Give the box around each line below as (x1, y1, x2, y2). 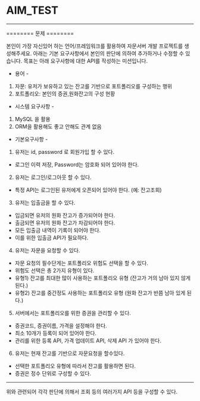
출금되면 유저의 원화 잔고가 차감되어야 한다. (14, 219, 115, 226)
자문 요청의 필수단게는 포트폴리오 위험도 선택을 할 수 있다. (14, 259, 149, 266)
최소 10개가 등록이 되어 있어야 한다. (14, 329, 97, 337)
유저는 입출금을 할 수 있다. (14, 199, 76, 206)
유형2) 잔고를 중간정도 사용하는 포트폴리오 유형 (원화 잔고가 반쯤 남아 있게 (14, 289, 186, 296)
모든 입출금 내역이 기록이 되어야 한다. (14, 226, 101, 233)
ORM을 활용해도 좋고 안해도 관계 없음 (14, 123, 102, 130)
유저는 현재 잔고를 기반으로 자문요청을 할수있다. (14, 350, 125, 357)
